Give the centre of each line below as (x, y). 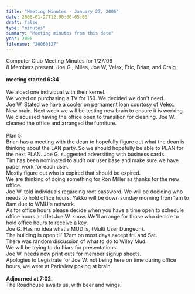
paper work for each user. (37, 166)
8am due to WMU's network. (41, 204)
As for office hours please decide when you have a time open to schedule (95, 210)
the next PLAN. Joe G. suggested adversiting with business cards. (86, 154)
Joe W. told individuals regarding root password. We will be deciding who (95, 192)
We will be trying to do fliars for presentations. (62, 247)
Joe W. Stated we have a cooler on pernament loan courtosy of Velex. (90, 104)
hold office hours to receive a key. (47, 223)
